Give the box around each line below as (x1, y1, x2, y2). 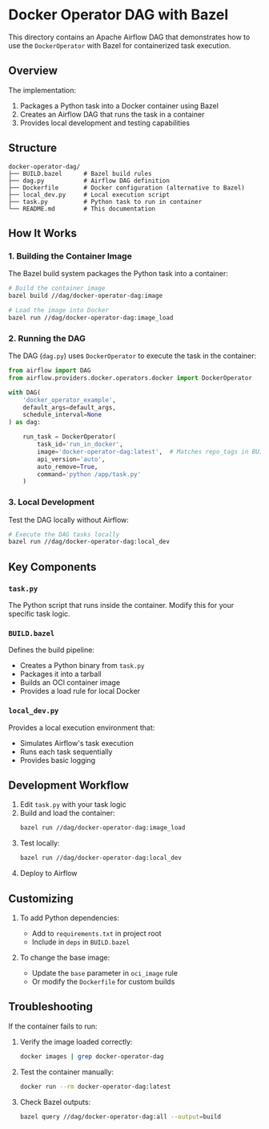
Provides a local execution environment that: (8, 723, 155, 732)
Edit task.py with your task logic (19, 800, 126, 809)
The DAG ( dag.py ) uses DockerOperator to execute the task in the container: (8, 351, 257, 361)
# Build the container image (8, 284, 106, 292)
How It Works (8, 226, 78, 240)
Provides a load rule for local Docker (19, 687, 141, 696)
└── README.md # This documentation (8, 205, 156, 213)
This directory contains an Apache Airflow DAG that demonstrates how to (8, 32, 251, 42)
